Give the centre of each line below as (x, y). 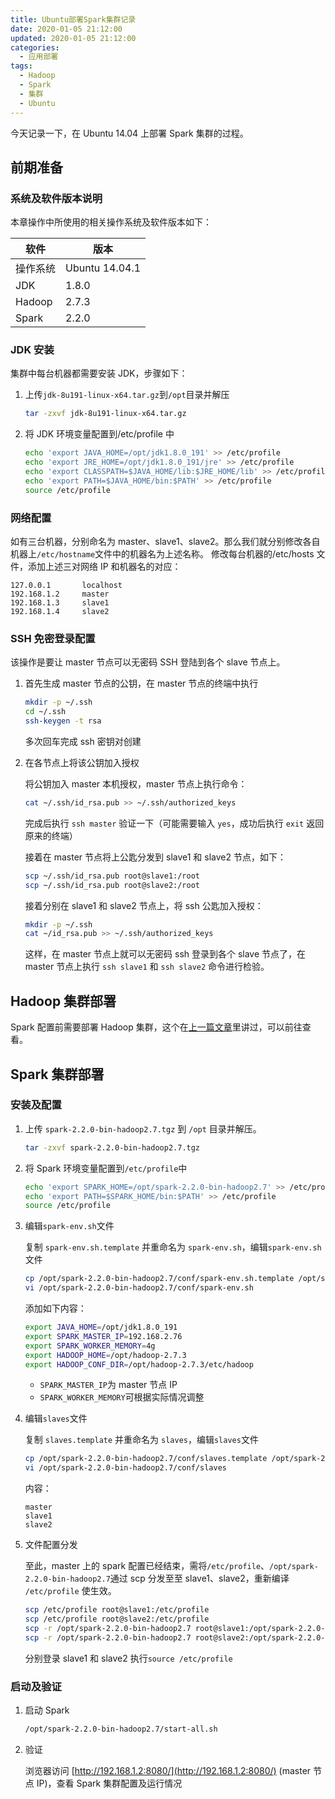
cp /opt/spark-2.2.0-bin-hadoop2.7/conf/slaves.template (146, 1459)
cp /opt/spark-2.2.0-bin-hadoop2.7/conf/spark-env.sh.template (159, 1279)
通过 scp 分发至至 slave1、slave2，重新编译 (199, 1578)
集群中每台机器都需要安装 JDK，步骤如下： (99, 373)
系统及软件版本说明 (56, 198)
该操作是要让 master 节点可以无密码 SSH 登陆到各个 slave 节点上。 (148, 662)
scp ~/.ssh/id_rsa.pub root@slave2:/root (112, 885)
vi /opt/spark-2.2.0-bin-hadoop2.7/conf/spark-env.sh (139, 1288)
